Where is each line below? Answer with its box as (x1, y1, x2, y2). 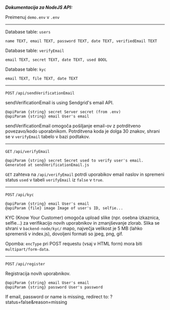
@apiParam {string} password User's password (5, 285, 103, 290)
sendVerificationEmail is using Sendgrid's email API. (5, 100, 114, 106)
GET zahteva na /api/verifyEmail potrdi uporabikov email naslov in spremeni (5, 171, 164, 177)
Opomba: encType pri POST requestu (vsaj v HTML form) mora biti (5, 241, 143, 246)
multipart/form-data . (5, 246, 50, 252)
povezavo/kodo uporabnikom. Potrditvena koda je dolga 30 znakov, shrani (5, 128, 160, 134)
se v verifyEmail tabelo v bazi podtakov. (5, 134, 90, 139)
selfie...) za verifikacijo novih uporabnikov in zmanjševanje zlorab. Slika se (5, 220, 160, 226)
